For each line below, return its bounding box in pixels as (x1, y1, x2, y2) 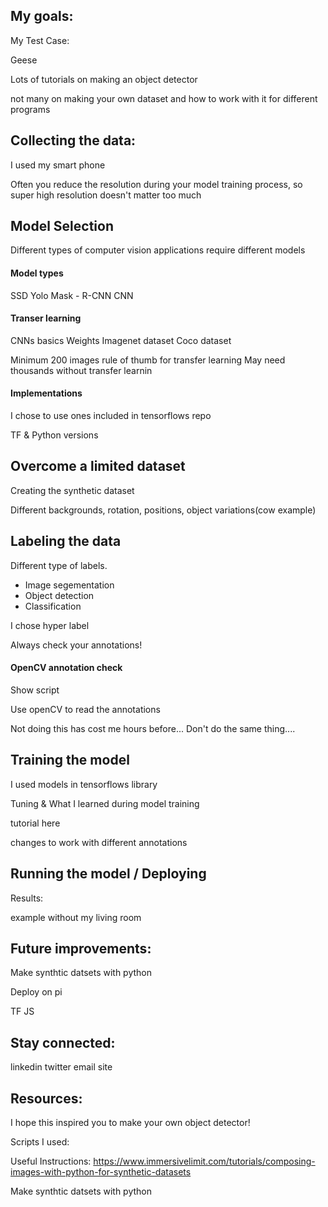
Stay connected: (10, 1034, 116, 1051)
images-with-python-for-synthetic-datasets (10, 1165, 192, 1178)
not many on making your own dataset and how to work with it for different (10, 92, 318, 104)
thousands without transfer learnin (10, 364, 153, 376)
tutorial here (10, 817, 61, 829)
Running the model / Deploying (10, 865, 207, 883)
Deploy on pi (10, 986, 63, 998)
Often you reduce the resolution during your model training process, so (10, 178, 303, 190)
